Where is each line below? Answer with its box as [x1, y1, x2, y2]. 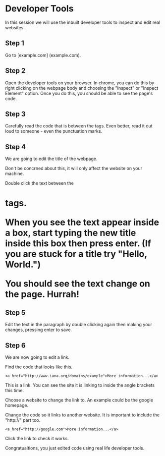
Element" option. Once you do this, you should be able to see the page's [5, 90, 153, 96]
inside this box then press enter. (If [5, 238, 151, 249]
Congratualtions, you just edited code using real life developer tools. [5, 445, 145, 451]
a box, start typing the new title [5, 228, 136, 238]
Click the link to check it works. [5, 436, 69, 441]
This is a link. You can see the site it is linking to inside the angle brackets [5, 382, 155, 388]
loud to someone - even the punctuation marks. [5, 128, 103, 134]
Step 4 [5, 142, 26, 151]
